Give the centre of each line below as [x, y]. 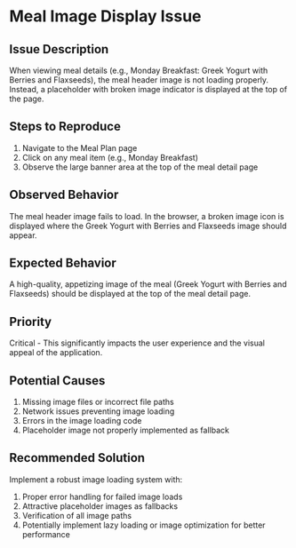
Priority [30, 322]
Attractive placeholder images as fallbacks [100, 506]
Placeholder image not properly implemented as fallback [125, 430]
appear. [23, 235]
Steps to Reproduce [65, 127]
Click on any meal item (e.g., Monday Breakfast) [110, 157]
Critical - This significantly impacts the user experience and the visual [137, 343]
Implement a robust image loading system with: [96, 479]
